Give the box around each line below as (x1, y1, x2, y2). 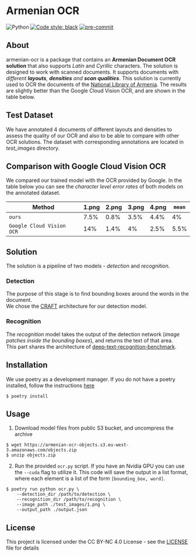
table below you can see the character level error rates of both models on (6, 183, 184, 190)
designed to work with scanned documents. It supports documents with (6, 68, 179, 75)
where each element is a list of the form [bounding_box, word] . (14, 475, 165, 482)
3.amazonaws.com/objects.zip (6, 447, 77, 453)
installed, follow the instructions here (6, 382, 95, 389)
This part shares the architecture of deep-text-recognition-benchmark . (6, 343, 177, 350)
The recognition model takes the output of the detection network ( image (6, 331, 180, 338)
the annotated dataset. (6, 189, 61, 197)
